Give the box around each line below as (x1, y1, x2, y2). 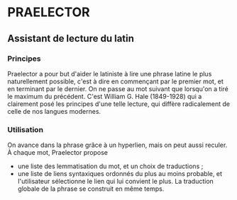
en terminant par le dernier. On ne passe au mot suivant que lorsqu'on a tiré (7, 84, 229, 93)
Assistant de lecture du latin (7, 33, 135, 45)
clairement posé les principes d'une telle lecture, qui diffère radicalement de (7, 100, 231, 108)
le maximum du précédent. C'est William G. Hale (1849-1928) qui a (7, 92, 202, 100)
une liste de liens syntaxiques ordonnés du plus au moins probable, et (17, 170, 222, 178)
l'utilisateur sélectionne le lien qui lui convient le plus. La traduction (17, 177, 214, 186)
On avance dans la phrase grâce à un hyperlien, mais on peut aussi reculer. (7, 141, 228, 149)
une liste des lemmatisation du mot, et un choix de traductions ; (17, 162, 204, 170)
